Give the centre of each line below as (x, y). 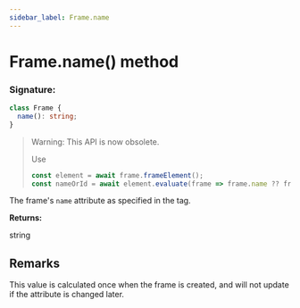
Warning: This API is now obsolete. (95, 142)
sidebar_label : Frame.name (59, 17)
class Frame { (36, 108)
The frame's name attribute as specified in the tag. (100, 201)
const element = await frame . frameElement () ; (117, 175)
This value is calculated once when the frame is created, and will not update (150, 285)
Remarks (35, 263)
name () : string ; (47, 116)
